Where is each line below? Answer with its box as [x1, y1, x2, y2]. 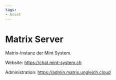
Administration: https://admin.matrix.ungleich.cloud [5, 69, 111, 75]
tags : [5, 7, 16, 12]
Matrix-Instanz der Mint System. [5, 50, 71, 56]
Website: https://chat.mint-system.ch [5, 59, 81, 65]
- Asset [5, 12, 21, 17]
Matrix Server [5, 33, 63, 45]
